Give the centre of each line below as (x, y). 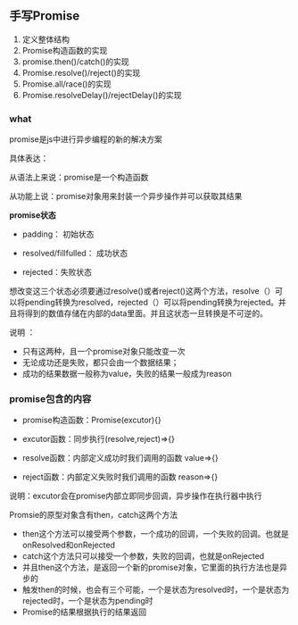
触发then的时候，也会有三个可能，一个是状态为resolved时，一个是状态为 (156, 590)
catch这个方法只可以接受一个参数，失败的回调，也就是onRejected (143, 556)
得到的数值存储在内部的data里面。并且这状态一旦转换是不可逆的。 (146, 313)
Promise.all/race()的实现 (66, 84)
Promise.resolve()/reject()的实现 (81, 72)
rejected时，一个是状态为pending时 (87, 601)
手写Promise (45, 16)
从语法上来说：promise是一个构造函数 (79, 178)
